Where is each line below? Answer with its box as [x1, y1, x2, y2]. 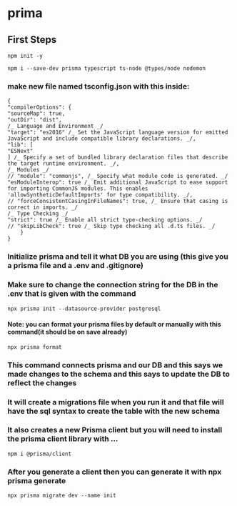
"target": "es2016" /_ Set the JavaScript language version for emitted [7, 129, 228, 137]
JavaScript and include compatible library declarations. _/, [7, 135, 196, 142]
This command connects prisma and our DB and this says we [7, 359, 223, 369]
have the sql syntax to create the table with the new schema [7, 406, 220, 416]
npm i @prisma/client [7, 450, 72, 457]
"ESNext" [7, 148, 34, 155]
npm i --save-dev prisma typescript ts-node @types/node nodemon [7, 65, 206, 72]
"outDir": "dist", [7, 116, 62, 124]
